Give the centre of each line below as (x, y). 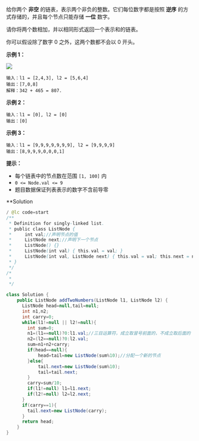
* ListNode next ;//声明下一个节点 (53, 240)
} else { (36, 361)
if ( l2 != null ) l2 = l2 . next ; (60, 394)
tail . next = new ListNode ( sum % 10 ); (79, 367)
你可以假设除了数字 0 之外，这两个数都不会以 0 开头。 (72, 42)
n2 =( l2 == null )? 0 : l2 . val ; (58, 339)
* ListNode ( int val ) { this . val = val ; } (66, 251)
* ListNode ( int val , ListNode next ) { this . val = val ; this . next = (99, 256)
